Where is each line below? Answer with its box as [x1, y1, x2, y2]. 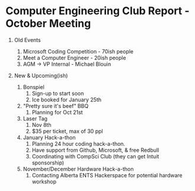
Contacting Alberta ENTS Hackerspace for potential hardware [31, 171, 183, 179]
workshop [31, 178, 57, 185]
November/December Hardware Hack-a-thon [23, 165, 134, 173]
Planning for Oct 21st [31, 109, 84, 116]
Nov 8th [31, 121, 52, 128]
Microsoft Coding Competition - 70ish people [23, 47, 134, 55]
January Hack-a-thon [23, 133, 76, 141]
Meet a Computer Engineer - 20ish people [23, 54, 126, 61]
